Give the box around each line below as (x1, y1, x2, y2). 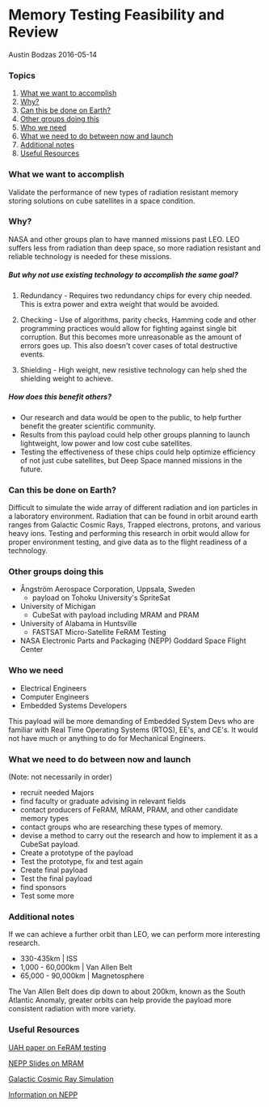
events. (19, 349, 45, 359)
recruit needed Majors (19, 787, 95, 797)
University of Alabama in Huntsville (19, 619, 137, 628)
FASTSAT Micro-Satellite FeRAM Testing (32, 628, 167, 637)
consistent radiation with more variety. (8, 1004, 136, 1014)
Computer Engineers (19, 692, 90, 701)
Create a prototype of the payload (19, 848, 133, 858)
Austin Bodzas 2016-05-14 (8, 49, 98, 59)
